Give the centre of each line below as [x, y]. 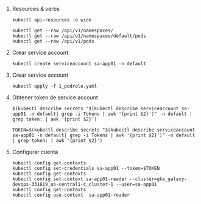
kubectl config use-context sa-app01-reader [71, 195]
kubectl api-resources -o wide [52, 20]
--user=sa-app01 [136, 185]
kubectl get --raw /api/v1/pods [53, 41]
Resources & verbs [36, 9]
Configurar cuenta [35, 152]
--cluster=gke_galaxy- [158, 179]
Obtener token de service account [55, 97]
